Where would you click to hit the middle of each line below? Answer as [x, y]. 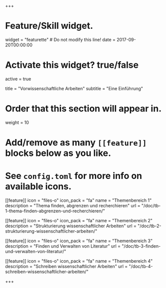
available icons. [38, 187]
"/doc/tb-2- [149, 226]
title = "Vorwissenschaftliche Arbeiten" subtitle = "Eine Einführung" [74, 88]
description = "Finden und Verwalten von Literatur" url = [63, 246]
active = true [18, 79]
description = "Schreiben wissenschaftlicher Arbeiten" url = [67, 266]
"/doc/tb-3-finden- [141, 246]
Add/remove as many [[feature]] [76, 143]
